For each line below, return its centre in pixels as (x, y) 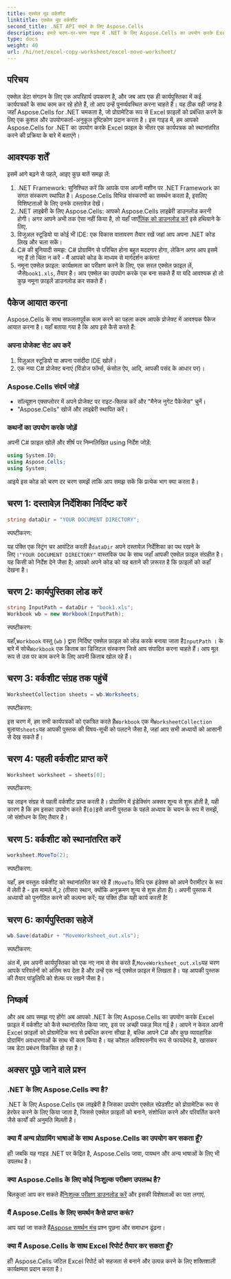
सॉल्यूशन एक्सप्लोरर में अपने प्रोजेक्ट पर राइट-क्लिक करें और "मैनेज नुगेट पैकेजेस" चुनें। (111, 401)
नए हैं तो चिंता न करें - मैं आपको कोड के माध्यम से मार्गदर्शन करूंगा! (88, 257)
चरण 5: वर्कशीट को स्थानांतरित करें (64, 839)
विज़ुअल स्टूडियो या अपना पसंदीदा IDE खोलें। (67, 360)
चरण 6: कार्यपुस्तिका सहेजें (50, 920)
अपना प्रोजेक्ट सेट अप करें (39, 345)
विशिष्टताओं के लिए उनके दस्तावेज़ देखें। (60, 203)
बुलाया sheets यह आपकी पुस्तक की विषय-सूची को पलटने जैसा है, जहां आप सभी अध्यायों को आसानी (114, 729)
